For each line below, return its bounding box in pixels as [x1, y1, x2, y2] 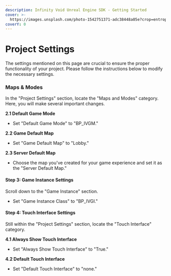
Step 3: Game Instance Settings [5, 177, 74, 183]
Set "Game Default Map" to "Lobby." [12, 140, 89, 146]
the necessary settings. [5, 71, 54, 77]
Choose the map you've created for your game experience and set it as [12, 160, 162, 166]
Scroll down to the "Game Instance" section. [5, 188, 98, 194]
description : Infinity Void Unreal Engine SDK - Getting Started [5, 7, 147, 13]
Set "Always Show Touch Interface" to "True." [12, 246, 108, 252]
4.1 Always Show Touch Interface [5, 236, 77, 242]
